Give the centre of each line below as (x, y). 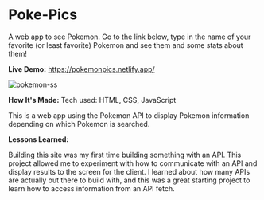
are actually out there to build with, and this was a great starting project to (129, 180)
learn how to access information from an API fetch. (91, 188)
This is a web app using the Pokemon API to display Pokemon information (129, 115)
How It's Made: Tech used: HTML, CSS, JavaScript (92, 100)
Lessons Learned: (39, 139)
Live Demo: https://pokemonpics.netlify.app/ (82, 69)
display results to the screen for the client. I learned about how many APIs (129, 171)
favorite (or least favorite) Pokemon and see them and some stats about (126, 45)
